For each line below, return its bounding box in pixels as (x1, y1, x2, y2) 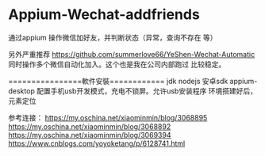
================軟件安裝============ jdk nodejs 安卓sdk (8, 76, 229, 86)
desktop (8, 86, 36, 96)
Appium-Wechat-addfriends (8, 6, 200, 24)
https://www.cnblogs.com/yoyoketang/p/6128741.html (8, 139, 186, 148)
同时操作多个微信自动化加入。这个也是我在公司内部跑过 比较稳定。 (8, 59, 226, 69)
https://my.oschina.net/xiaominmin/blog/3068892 (8, 121, 171, 131)
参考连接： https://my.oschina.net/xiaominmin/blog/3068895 (8, 112, 208, 122)
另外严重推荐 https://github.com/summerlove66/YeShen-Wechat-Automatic (8, 49, 255, 59)
